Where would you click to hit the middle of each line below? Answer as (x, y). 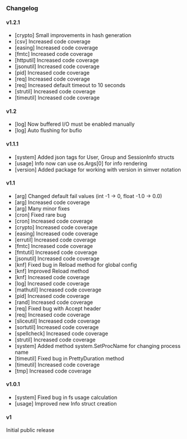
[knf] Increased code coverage (52, 277)
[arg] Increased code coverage (52, 202)
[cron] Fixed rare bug (40, 215)
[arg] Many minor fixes (42, 208)
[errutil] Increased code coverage (55, 240)
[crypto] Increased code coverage (56, 227)
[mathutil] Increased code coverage (58, 290)
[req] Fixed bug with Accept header (58, 308)
